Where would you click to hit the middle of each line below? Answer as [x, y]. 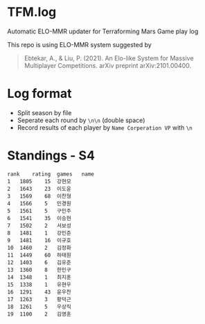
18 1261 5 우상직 [39, 307]
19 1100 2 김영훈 [39, 314]
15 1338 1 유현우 [39, 284]
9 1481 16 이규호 [39, 240]
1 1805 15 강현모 [39, 181]
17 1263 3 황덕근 [39, 299]
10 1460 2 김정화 [39, 248]
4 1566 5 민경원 [39, 203]
